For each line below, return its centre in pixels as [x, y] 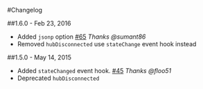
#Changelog [25, 10]
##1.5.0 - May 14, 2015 [39, 57]
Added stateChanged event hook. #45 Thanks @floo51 [94, 71]
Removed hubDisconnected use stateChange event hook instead [107, 44]
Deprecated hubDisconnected [58, 78]
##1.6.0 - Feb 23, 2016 [39, 23]
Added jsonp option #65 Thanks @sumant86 [81, 37]
